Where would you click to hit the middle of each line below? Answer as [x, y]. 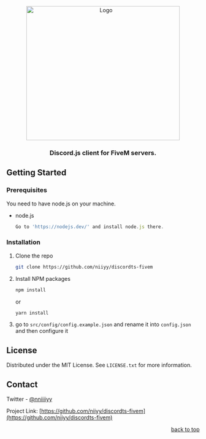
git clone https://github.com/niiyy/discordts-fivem [84, 267]
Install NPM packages [43, 278]
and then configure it [42, 331]
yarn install [32, 313]
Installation [24, 242]
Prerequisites [27, 190]
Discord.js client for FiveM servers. [103, 153]
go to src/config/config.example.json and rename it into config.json [103, 324]
